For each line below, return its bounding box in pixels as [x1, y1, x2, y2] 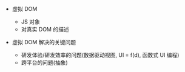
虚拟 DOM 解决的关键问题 [12, 39, 76, 45]
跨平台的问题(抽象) [21, 59, 68, 66]
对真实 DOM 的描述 [21, 26, 69, 33]
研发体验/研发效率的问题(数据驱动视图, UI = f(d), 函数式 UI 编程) [21, 51, 180, 59]
